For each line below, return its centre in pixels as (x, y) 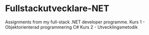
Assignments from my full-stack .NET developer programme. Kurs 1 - (75, 22)
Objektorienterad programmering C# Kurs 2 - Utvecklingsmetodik (72, 27)
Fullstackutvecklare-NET (57, 9)
